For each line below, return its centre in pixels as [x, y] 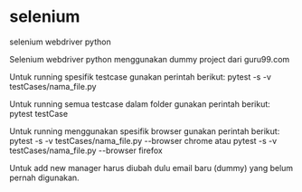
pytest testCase [39, 113]
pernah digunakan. [44, 178]
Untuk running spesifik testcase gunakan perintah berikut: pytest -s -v [140, 77]
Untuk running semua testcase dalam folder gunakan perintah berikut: [140, 104]
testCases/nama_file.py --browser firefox [86, 150]
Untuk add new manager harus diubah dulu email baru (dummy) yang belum [151, 168]
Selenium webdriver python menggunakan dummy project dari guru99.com [150, 59]
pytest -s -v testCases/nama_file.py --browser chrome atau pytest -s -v [143, 140]
